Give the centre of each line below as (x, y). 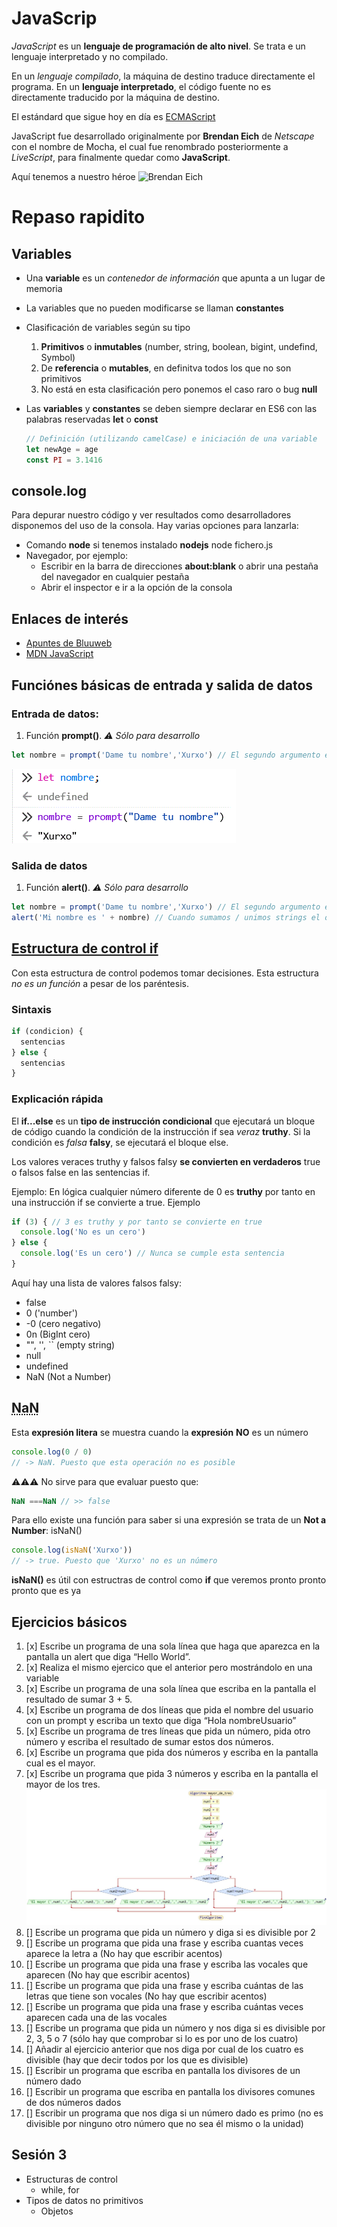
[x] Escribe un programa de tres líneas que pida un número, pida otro (168, 1731)
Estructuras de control (71, 2179)
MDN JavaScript (59, 654)
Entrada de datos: (55, 714)
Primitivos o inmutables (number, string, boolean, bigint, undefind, (179, 346)
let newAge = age (62, 449)
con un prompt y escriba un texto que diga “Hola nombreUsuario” (161, 1720)
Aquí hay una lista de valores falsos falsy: (97, 1283)
